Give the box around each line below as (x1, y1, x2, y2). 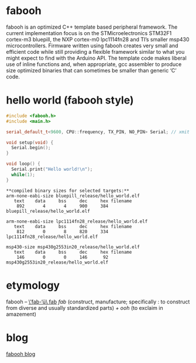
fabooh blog (6, 350, 36, 357)
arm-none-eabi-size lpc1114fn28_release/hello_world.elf (6, 218, 148, 224)
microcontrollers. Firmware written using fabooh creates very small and (6, 42, 178, 49)
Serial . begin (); (11, 145, 51, 151)
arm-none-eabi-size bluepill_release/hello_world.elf (6, 193, 140, 199)
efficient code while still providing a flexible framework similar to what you (6, 48, 185, 55)
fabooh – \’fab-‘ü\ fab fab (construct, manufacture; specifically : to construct (6, 298, 190, 305)
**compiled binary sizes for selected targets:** (6, 188, 130, 193)
